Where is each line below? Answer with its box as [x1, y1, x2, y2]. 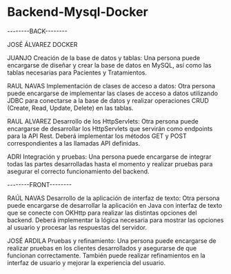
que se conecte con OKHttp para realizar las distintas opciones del [7, 208, 197, 217]
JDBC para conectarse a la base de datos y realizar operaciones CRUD [7, 96, 209, 104]
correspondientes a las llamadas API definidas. [7, 139, 141, 147]
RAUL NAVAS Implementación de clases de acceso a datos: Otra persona [7, 81, 216, 90]
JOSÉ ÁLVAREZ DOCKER [7, 40, 78, 48]
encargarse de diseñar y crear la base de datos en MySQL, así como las [7, 61, 212, 69]
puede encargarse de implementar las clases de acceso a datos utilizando [7, 89, 219, 97]
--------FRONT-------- [7, 180, 72, 188]
